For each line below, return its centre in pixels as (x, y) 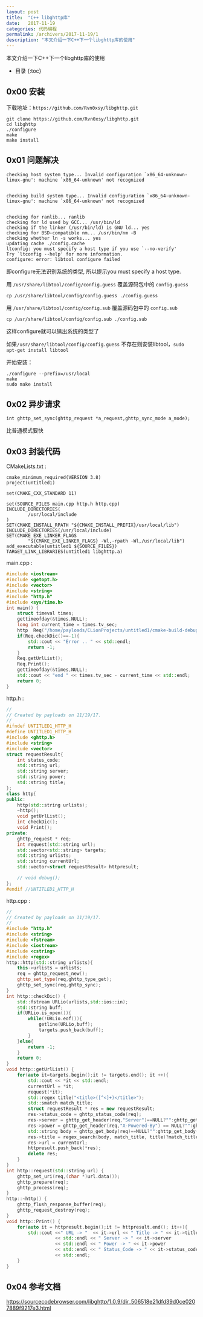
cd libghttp (21, 124)
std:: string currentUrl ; (48, 861)
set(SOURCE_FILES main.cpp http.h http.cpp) (63, 504)
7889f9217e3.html (29, 1308)
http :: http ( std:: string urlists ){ (50, 962)
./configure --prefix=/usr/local (48, 374)
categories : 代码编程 (32, 29)
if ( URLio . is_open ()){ (44, 1013)
